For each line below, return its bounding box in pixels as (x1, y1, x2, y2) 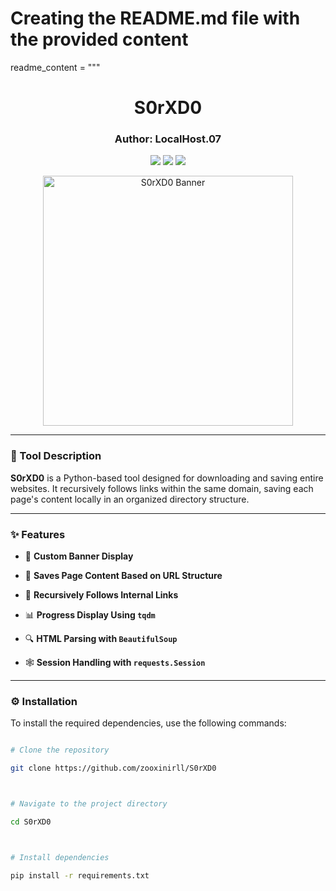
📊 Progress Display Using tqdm (24, 609, 156, 621)
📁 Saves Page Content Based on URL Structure (24, 570, 223, 582)
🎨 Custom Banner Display (24, 550, 134, 562)
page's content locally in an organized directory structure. (10, 493, 250, 505)
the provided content (10, 28, 189, 51)
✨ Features (10, 527, 66, 541)
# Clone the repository (10, 745, 110, 756)
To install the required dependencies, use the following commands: (10, 717, 287, 729)
